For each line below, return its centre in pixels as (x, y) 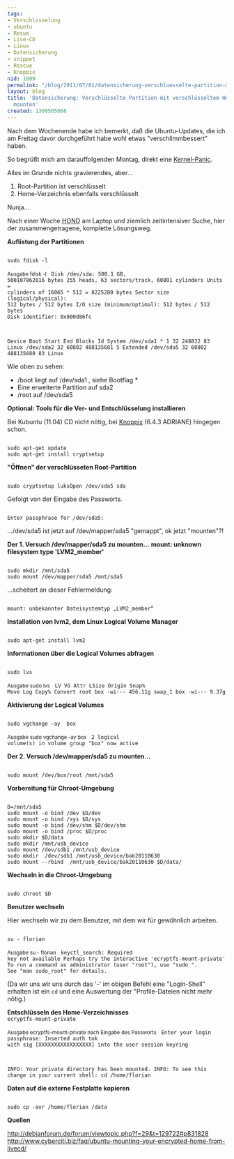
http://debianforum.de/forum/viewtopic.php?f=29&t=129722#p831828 (108, 1133)
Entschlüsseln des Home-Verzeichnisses (68, 1012)
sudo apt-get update (37, 448)
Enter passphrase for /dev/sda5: (56, 518)
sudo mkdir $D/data (36, 837)
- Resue (18, 33)
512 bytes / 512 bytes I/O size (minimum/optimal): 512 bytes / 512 (109, 304)
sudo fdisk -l (28, 260)
